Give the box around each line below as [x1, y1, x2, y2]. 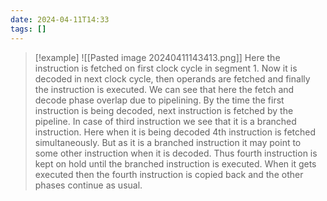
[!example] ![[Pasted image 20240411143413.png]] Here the [34, 51, 281, 63]
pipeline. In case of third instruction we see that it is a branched [34, 115, 297, 127]
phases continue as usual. [34, 179, 143, 191]
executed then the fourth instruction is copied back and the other [34, 168, 304, 180]
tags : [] [10, 24, 47, 34]
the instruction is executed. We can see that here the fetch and [34, 83, 295, 95]
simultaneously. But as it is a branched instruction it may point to [34, 136, 302, 148]
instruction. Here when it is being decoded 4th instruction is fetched [34, 126, 317, 138]
